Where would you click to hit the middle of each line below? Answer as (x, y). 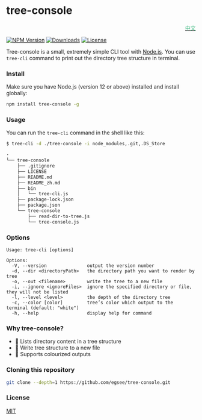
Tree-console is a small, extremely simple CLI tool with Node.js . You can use (101, 51)
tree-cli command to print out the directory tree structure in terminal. (93, 58)
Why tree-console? (35, 328)
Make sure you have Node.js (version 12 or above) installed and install (93, 87)
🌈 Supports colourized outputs (53, 354)
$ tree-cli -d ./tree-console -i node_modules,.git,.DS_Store (86, 144)
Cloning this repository (41, 370)
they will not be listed (37, 292)
